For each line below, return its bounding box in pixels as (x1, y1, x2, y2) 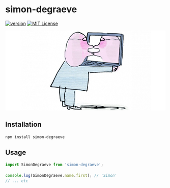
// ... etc (5, 178, 29, 184)
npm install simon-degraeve (5, 134, 65, 140)
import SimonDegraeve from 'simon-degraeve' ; (5, 162, 103, 168)
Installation (5, 120, 42, 129)
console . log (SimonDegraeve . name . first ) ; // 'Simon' (5, 173, 117, 178)
